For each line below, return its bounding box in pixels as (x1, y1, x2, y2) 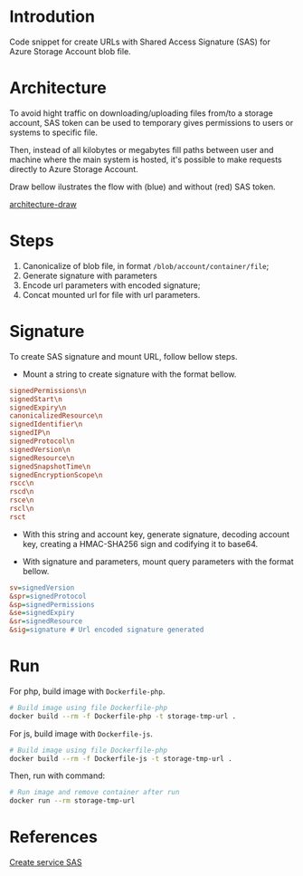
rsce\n (9, 496, 34, 505)
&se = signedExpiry (9, 609, 75, 618)
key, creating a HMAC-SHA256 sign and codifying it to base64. (22, 538, 259, 549)
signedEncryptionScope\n (9, 470, 103, 479)
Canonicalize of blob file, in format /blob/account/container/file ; (22, 260, 270, 271)
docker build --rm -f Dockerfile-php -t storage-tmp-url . (9, 711, 237, 721)
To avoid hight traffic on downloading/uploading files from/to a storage (9, 107, 273, 119)
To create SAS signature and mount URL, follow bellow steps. (9, 351, 238, 361)
